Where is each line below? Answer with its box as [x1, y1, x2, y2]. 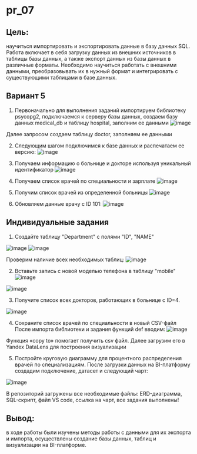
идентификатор [14, 166, 54, 173]
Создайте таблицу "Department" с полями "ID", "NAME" [14, 233, 154, 240]
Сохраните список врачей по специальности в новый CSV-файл [14, 319, 176, 326]
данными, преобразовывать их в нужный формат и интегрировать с [6, 68, 178, 74]
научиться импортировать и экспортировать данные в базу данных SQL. [6, 42, 191, 50]
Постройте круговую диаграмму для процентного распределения [14, 354, 182, 361]
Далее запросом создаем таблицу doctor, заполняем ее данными [6, 130, 172, 137]
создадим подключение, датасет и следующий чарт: [14, 367, 148, 374]
